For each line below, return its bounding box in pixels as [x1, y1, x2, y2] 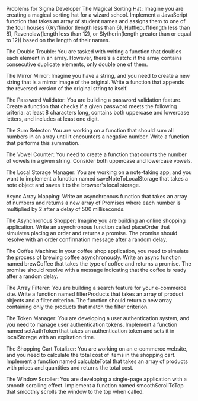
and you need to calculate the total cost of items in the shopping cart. [6, 352, 176, 358]
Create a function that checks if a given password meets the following [6, 103, 177, 109]
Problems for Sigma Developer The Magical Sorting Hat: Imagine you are [6, 5, 184, 12]
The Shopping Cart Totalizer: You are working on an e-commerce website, [6, 345, 188, 352]
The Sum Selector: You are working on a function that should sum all [6, 127, 174, 134]
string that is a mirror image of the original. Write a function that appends [6, 78, 184, 86]
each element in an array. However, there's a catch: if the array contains [6, 55, 183, 61]
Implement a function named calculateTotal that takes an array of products [6, 358, 189, 365]
